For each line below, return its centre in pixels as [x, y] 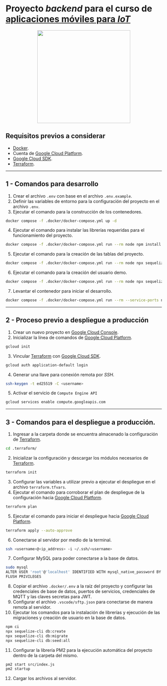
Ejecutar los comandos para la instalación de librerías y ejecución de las [86, 613]
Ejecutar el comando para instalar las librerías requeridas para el [79, 230]
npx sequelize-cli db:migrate [37, 636]
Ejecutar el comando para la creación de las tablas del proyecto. [78, 254]
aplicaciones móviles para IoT [68, 19]
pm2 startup [18, 669]
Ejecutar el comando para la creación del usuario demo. [70, 272]
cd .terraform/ [21, 449]
